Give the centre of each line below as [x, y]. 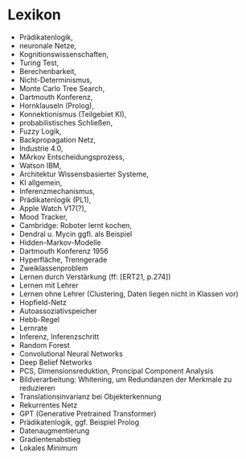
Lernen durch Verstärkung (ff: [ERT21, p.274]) [95, 276]
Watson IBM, [40, 165]
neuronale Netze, [48, 45]
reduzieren [37, 387]
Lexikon [34, 15]
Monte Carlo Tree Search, [62, 88]
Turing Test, [39, 63]
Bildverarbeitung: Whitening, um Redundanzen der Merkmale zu [125, 379]
